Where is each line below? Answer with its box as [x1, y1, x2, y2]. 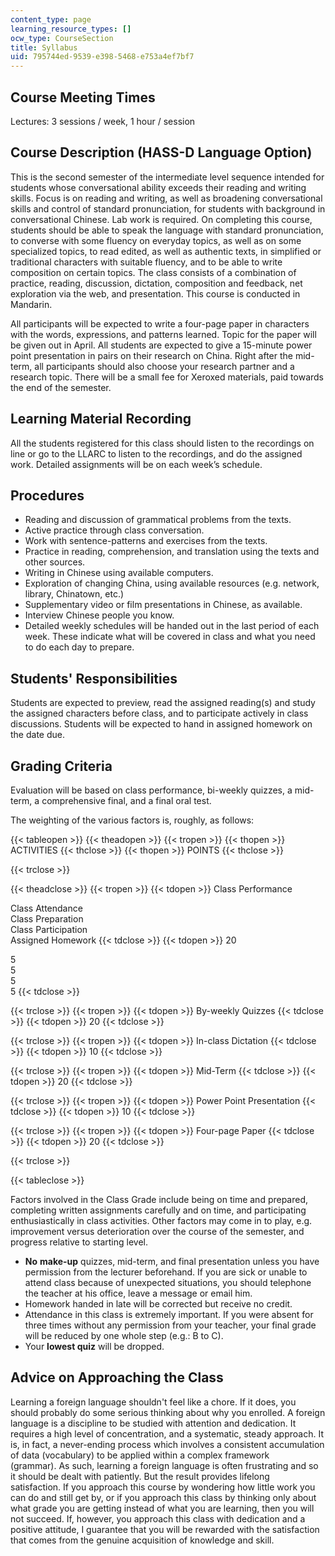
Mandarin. [10, 298, 53, 310]
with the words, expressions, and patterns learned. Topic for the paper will [10, 328, 317, 340]
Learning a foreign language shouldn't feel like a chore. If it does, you [10, 1396, 297, 1408]
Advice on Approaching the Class [10, 1369, 224, 1386]
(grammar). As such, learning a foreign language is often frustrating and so [10, 1459, 319, 1471]
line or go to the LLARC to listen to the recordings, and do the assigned [10, 447, 303, 460]
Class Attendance [10, 902, 83, 914]
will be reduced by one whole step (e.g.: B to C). [24, 1330, 224, 1341]
